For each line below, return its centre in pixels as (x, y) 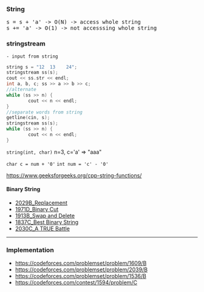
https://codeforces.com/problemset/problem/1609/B (81, 263)
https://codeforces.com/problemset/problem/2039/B (81, 270)
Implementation (30, 250)
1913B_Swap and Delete (45, 216)
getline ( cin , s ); (28, 118)
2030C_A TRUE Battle (42, 229)
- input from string (32, 56)
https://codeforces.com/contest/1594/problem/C (76, 283)
